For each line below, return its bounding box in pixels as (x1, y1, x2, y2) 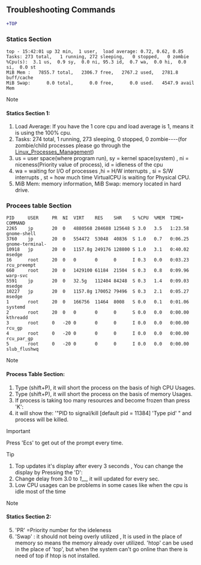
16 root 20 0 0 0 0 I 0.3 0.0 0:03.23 (6, 257, 189, 263)
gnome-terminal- (6, 241, 47, 248)
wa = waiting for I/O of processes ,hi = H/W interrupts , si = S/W (14, 167, 173, 175)
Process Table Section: (6, 371, 65, 378)
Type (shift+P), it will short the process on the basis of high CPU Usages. (14, 384, 196, 391)
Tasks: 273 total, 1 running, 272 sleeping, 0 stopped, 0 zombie (6, 53, 189, 59)
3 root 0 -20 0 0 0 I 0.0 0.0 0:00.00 (6, 320, 189, 326)
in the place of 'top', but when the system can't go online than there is (14, 545, 188, 552)
